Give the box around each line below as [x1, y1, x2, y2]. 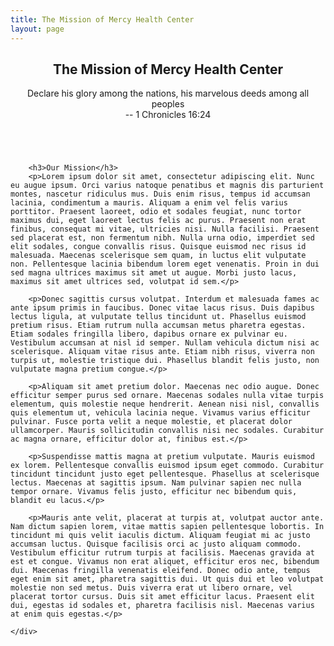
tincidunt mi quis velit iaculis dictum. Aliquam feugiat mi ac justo [10, 531, 311, 541]
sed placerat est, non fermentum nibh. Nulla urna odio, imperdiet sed [10, 233, 315, 243]
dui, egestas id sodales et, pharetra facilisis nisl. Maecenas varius [10, 601, 315, 611]
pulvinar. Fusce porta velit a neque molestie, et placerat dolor [10, 417, 293, 427]
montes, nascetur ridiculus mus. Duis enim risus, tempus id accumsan [10, 189, 311, 200]
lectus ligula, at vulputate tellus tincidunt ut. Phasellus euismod [10, 312, 307, 322]
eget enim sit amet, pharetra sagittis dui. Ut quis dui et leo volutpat [10, 574, 325, 585]
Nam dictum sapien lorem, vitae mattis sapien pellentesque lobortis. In [10, 522, 325, 532]
